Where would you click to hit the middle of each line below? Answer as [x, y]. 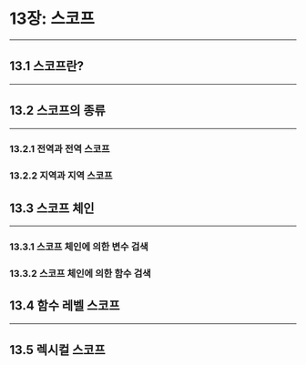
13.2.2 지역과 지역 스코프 [61, 176]
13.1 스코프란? [47, 66]
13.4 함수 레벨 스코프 [65, 306]
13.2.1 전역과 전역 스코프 [60, 149]
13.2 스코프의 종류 [58, 111]
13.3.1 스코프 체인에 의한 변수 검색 [79, 247]
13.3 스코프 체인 [52, 208]
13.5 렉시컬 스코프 [57, 350]
